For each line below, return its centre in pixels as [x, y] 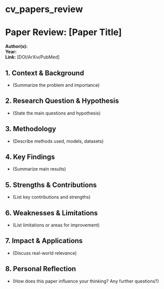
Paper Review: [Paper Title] [64, 33]
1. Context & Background [45, 73]
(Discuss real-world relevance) [45, 253]
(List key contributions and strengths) [51, 197]
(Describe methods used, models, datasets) [58, 141]
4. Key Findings [30, 157]
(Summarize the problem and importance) [56, 85]
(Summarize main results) [39, 169]
